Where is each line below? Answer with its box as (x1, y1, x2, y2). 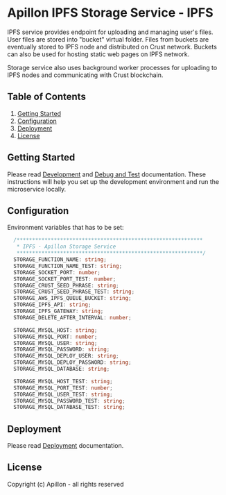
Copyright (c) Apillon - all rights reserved (7, 480, 124, 488)
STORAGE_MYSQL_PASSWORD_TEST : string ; (13, 397, 126, 404)
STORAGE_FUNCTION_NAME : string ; (13, 256, 107, 263)
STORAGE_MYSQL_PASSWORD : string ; (13, 346, 110, 353)
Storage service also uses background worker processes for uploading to (7, 63, 218, 72)
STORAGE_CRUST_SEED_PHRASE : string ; (13, 282, 119, 289)
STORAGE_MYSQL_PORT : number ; (13, 333, 98, 340)
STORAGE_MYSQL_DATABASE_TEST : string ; (13, 404, 126, 411)
